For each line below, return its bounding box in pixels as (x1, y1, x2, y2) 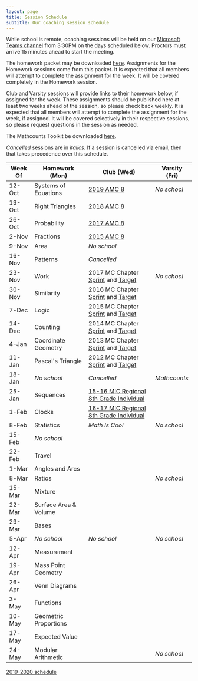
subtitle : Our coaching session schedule (6, 19, 110, 25)
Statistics (34, 421, 60, 429)
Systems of (34, 182, 66, 190)
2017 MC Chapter (88, 269, 139, 277)
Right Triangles (34, 202, 77, 210)
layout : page (6, 8, 38, 15)
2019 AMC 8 (88, 185, 125, 193)
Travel (34, 452, 52, 460)
